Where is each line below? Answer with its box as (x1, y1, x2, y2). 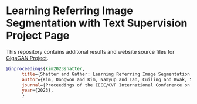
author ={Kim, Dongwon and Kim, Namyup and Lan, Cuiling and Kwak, (21, 77, 188, 82)
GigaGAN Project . (6, 54, 49, 61)
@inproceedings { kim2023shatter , (6, 65, 85, 71)
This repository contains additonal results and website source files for (6, 48, 175, 55)
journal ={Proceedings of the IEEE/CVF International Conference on (21, 82, 191, 88)
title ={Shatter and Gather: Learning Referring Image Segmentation (21, 71, 191, 77)
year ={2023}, (21, 88, 54, 93)
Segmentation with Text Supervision (6, 16, 188, 30)
